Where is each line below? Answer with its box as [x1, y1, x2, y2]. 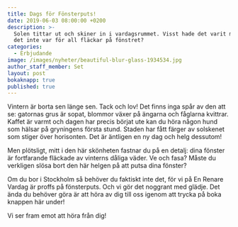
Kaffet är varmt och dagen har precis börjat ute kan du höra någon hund [7, 118, 218, 126]
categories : [7, 43, 42, 50]
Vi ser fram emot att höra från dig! [7, 211, 107, 220]
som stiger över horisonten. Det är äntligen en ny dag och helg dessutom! [7, 133, 222, 141]
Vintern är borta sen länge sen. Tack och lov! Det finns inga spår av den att [7, 102, 226, 111]
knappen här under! [7, 198, 65, 206]
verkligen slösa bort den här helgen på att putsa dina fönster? [7, 161, 187, 170]
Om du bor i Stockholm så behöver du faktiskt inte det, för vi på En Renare [7, 175, 224, 184]
